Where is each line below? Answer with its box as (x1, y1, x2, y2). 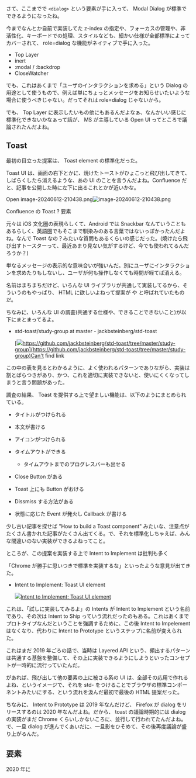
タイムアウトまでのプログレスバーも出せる (23, 461, 126, 468)
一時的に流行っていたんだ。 (16, 661, 83, 668)
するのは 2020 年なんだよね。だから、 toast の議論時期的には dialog (21, 708, 186, 715)
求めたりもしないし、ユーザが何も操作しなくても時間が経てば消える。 (16, 269, 185, 276)
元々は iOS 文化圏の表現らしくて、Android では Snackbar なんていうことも (6, 220, 186, 227)
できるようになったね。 (6, 12, 63, 19)
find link (44, 352, 64, 359)
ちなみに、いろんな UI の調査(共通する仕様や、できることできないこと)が (6, 309, 181, 316)
